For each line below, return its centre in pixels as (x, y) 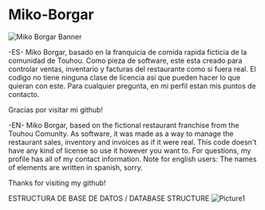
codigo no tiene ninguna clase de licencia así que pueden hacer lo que (125, 77)
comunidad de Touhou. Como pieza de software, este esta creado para (125, 60)
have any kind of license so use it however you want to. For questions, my (130, 150)
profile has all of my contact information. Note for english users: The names (132, 159)
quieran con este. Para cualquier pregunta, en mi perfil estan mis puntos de (132, 86)
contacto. (24, 94)
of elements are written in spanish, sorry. (76, 167)
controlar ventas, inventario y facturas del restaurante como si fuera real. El (132, 68)
